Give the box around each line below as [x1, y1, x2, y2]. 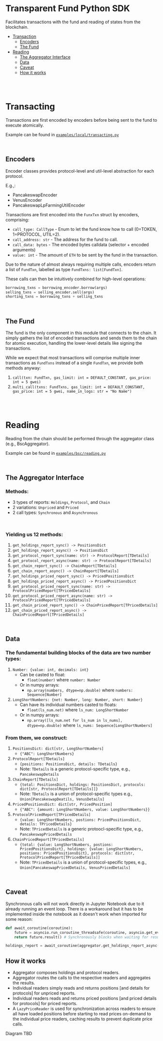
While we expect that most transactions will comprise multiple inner [5, 355, 140, 361]
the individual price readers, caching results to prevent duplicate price [12, 1016, 153, 1022]
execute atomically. [5, 122, 44, 128]
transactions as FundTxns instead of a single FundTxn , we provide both [5, 360, 144, 366]
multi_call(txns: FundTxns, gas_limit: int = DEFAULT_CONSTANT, [12, 385, 145, 390]
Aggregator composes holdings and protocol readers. [12, 970, 120, 976]
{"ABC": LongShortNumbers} [19, 752, 74, 756]
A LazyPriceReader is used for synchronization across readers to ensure [12, 1006, 156, 1011]
